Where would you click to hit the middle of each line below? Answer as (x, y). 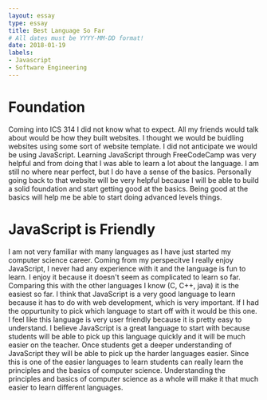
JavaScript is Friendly (82, 229)
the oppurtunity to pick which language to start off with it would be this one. (133, 311)
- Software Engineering (48, 68)
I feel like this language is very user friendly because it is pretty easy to (125, 319)
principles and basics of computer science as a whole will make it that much (133, 378)
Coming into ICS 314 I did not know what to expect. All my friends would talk (133, 129)
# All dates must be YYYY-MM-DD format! (77, 38)
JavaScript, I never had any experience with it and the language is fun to (127, 268)
